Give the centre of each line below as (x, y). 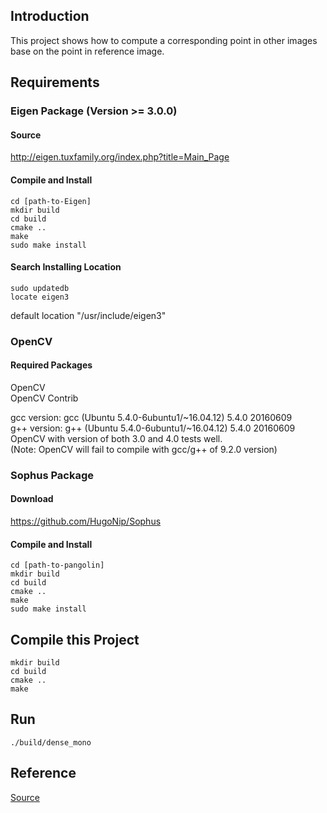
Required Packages (51, 365)
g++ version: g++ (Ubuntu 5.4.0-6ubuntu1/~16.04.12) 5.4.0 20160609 (153, 428)
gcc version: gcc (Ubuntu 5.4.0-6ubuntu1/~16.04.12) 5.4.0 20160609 (151, 417)
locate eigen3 (40, 297)
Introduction (50, 16)
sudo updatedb (40, 288)
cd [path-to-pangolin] (57, 565)
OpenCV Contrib (44, 398)
